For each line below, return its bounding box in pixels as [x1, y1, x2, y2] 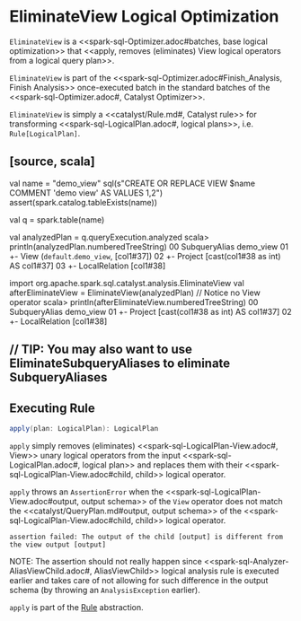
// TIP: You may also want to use [9, 342, 193, 357]
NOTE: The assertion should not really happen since [9, 555, 202, 566]
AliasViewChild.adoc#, [9, 565, 93, 576]
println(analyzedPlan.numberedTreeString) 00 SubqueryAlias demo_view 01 [9, 241, 289, 252]
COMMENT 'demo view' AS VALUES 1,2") [9, 187, 164, 198]
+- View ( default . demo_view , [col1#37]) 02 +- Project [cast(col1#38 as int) [9, 250, 281, 261]
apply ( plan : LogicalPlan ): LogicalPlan [9, 424, 159, 433]
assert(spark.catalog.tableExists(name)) [9, 197, 158, 207]
